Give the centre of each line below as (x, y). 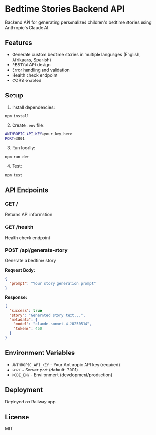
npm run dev (17, 157)
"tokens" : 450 (28, 329)
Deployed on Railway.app (30, 402)
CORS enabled (27, 80)
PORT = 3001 (15, 139)
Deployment (24, 390)
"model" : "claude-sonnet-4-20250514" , (53, 324)
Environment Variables (40, 353)
